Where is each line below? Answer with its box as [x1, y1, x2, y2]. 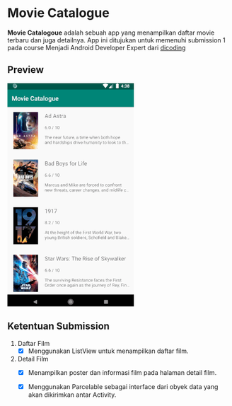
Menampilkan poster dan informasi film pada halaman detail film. [28, 368, 217, 376]
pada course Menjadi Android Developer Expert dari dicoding [7, 43, 186, 52]
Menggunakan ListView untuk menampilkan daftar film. [28, 347, 189, 355]
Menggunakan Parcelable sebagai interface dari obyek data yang [28, 382, 219, 390]
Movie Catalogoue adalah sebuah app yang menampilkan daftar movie [7, 28, 215, 37]
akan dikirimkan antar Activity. [28, 390, 117, 399]
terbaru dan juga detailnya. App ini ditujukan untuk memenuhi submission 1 [7, 35, 226, 44]
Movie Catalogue [7, 5, 110, 21]
